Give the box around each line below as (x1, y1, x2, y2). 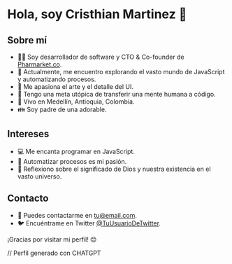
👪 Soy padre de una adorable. (17, 105, 107, 113)
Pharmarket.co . (17, 60, 62, 69)
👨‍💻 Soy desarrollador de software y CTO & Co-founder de (17, 53, 184, 61)
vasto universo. (17, 172, 62, 181)
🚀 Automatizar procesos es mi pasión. (17, 157, 127, 165)
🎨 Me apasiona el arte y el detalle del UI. (17, 83, 134, 90)
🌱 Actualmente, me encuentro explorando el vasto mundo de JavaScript (17, 68, 225, 76)
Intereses (7, 128, 50, 140)
